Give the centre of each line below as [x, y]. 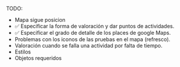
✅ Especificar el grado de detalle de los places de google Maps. [93, 33]
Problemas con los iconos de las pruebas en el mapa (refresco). [92, 39]
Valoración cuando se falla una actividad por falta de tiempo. [89, 46]
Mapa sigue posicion [40, 20]
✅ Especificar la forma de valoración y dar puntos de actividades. [94, 26]
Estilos [23, 52]
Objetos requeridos [38, 58]
